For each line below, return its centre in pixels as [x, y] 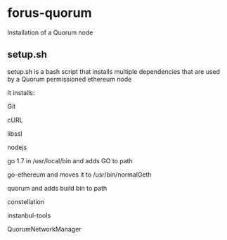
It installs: [21, 92]
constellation [26, 201]
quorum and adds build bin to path [57, 188]
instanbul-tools [29, 215]
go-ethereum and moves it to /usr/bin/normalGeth [80, 175]
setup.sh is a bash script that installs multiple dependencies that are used [113, 71]
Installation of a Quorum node [50, 32]
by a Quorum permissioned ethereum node [70, 79]
